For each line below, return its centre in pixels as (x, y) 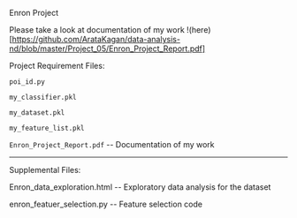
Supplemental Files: (45, 170)
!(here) (199, 30)
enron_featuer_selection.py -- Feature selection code (106, 204)
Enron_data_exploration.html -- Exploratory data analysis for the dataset (140, 187)
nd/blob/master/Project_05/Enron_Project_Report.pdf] (107, 49)
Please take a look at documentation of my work (97, 30)
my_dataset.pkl (37, 113)
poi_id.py (27, 82)
